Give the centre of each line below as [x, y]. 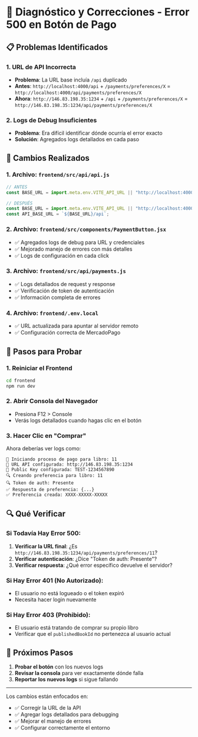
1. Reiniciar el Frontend [39, 368]
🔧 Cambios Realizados [48, 158]
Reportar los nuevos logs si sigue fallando [66, 680]
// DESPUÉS [19, 203]
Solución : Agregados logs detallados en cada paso [77, 139]
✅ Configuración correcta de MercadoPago [67, 333]
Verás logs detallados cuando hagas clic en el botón [78, 420]
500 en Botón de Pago [61, 25]
